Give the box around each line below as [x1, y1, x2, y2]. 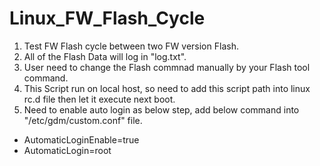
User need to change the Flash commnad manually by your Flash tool [23, 61, 311, 73]
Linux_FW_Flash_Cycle [9, 7, 206, 30]
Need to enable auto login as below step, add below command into [23, 103, 300, 116]
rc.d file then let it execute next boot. [23, 93, 176, 105]
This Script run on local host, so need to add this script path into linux [23, 82, 311, 94]
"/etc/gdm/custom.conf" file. [23, 114, 143, 126]
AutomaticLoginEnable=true [23, 133, 140, 146]
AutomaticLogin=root [23, 144, 112, 156]
